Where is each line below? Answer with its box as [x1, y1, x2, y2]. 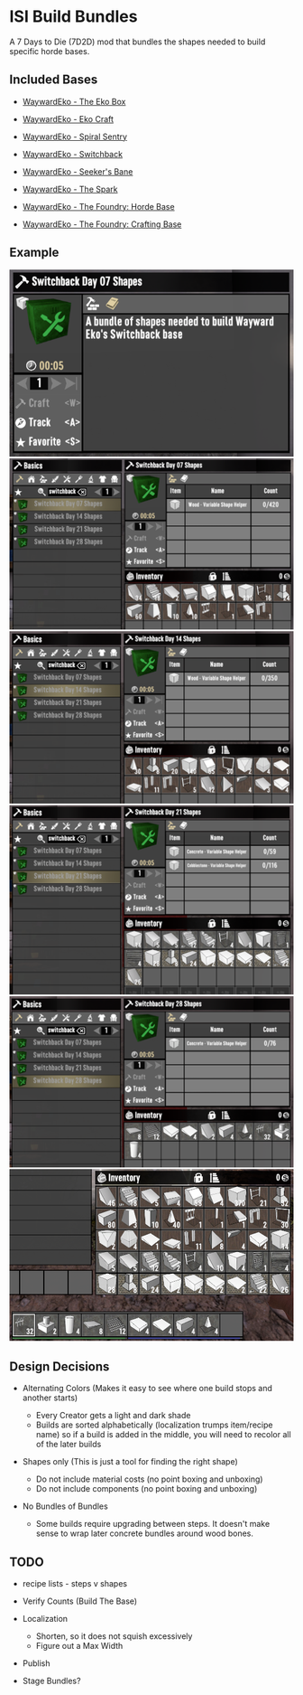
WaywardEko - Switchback [22, 148, 124, 159]
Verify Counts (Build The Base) [22, 1596, 138, 1606]
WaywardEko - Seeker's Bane [22, 165, 133, 177]
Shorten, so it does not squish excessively [35, 1631, 193, 1642]
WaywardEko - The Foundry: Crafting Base [22, 219, 182, 230]
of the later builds [35, 1439, 102, 1450]
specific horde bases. [9, 45, 90, 56]
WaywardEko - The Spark [22, 184, 118, 194]
